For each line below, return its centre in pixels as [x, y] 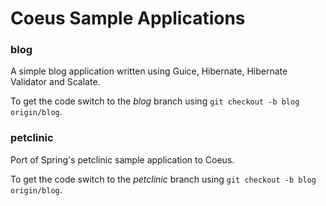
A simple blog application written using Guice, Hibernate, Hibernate [149, 71]
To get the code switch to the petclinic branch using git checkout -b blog [163, 179]
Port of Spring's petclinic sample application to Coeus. [122, 159]
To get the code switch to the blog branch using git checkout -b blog [155, 101]
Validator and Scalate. [55, 82]
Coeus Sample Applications [128, 18]
